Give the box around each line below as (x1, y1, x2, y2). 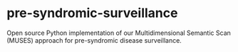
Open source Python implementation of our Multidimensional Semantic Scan (6, 28, 231, 37)
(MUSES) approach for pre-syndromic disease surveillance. (6, 36, 182, 44)
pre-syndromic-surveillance (6, 5, 178, 21)
